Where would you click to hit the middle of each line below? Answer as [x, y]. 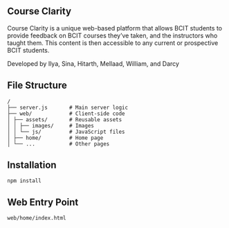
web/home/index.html [37, 218]
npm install [24, 181]
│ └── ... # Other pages [58, 144]
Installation [32, 165]
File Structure [37, 86]
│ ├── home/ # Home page [55, 138]
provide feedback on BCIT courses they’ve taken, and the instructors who [112, 35]
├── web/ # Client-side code [66, 114]
